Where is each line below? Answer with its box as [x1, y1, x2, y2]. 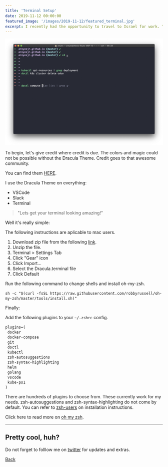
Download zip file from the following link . [12, 239, 97, 245]
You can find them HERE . [5, 170, 57, 176]
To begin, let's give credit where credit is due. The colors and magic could [5, 149, 158, 155]
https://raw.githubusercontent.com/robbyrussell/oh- [49, 291, 162, 296]
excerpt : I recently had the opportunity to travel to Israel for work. [5, 24, 160, 29]
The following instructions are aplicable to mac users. [5, 229, 115, 235]
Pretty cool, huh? [5, 433, 60, 442]
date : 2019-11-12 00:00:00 [5, 13, 61, 19]
